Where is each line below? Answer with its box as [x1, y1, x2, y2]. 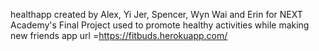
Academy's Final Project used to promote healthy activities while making [10, 19, 310, 31]
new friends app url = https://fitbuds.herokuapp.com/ [10, 30, 228, 41]
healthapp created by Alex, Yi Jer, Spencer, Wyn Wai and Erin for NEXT [10, 9, 303, 20]
